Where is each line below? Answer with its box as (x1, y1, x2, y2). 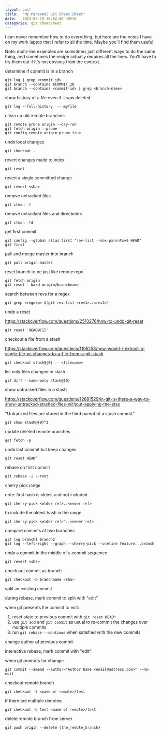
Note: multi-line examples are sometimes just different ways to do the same (5, 49, 156, 54)
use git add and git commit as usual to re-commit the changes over (12, 619, 148, 625)
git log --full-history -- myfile (5, 104, 77, 109)
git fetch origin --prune (5, 126, 57, 131)
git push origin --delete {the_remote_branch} (5, 725, 101, 730)
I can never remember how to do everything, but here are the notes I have (5, 34, 152, 40)
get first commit (5, 229, 37, 235)
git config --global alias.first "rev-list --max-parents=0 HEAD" (5, 238, 142, 243)
